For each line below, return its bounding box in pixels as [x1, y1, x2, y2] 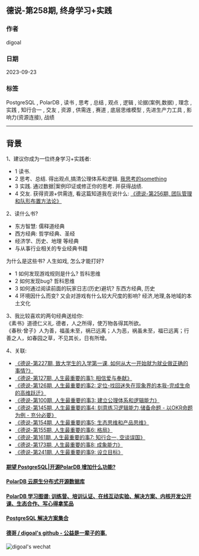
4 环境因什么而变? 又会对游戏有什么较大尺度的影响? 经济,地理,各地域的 [14, 292, 187, 299]
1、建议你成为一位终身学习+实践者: [6, 155, 91, 162]
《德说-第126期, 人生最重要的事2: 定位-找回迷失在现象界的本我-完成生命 [14, 382, 191, 389]
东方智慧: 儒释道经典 [14, 223, 65, 230]
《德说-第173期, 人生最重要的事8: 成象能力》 [14, 441, 123, 449]
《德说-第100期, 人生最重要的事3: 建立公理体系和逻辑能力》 [14, 397, 160, 404]
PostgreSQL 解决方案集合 [6, 515, 69, 522]
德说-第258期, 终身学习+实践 [6, 5, 113, 16]
